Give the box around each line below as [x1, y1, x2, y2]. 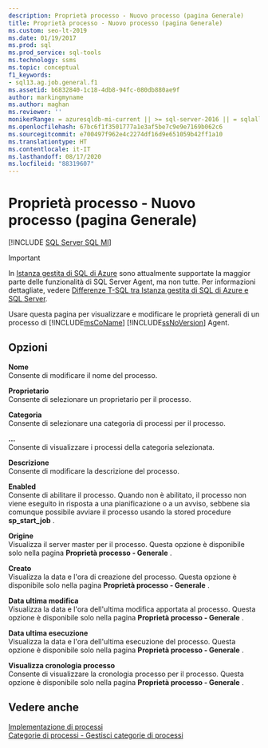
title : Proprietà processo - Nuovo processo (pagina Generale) [8, 19, 223, 27]
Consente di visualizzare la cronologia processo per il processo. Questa [8, 669, 245, 679]
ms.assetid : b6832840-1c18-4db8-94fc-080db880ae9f [8, 85, 180, 94]
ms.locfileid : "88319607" [8, 160, 94, 168]
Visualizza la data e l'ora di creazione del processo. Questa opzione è [8, 572, 237, 581]
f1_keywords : [8, 71, 52, 79]
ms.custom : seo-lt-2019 [8, 26, 88, 34]
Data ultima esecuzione [8, 628, 89, 638]
